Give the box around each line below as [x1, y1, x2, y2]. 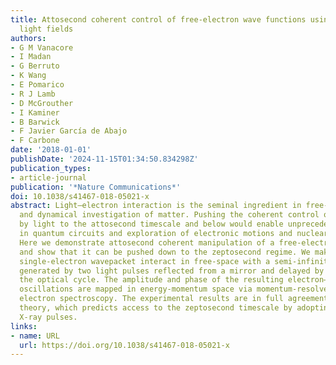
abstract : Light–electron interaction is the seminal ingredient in [10, 201, 302, 211]
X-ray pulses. [19, 312, 78, 322]
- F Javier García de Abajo [10, 126, 128, 136]
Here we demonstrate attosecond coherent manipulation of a [19, 237, 275, 248]
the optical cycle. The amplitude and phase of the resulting [19, 275, 284, 285]
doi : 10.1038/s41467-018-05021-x [10, 191, 150, 201]
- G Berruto [10, 61, 60, 71]
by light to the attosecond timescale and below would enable [19, 219, 284, 230]
